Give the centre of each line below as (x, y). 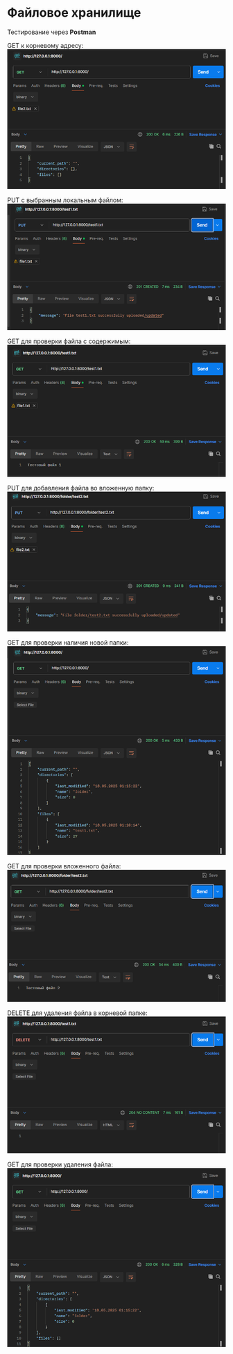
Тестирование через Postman (52, 32)
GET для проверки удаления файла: (60, 1164)
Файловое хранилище (74, 13)
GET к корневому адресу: (45, 45)
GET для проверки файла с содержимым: (69, 341)
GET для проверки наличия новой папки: (68, 643)
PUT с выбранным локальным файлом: (65, 200)
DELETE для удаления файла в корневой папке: (77, 1013)
